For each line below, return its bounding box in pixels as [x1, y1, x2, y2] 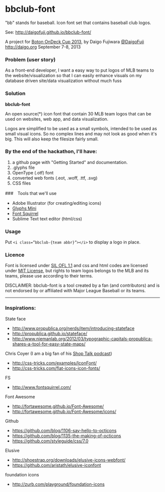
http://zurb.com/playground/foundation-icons [12, 481, 105, 487]
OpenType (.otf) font [12, 169, 54, 175]
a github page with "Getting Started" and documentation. [12, 159, 128, 165]
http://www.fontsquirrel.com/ [12, 384, 71, 390]
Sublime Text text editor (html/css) [12, 216, 82, 221]
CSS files [12, 180, 31, 186]
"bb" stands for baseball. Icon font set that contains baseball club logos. [5, 20, 151, 26]
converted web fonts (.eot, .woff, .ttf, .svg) [12, 175, 98, 181]
